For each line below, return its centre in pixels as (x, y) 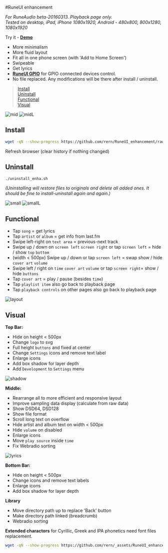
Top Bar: (14, 327)
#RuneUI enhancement (29, 7)
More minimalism (30, 47)
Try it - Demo (19, 37)
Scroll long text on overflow (41, 419)
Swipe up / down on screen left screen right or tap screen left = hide (87, 247)
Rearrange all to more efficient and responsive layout (67, 398)
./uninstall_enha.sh (27, 178)
